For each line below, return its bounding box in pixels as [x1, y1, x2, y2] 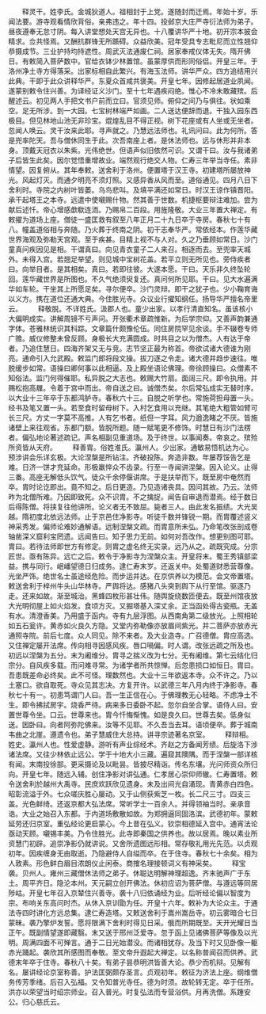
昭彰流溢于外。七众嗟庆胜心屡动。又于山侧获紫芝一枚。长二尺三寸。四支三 [8, 789, 251, 799]
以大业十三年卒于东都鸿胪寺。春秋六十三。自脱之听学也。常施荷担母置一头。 [8, 393, 258, 402]
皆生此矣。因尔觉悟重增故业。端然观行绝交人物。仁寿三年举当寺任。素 [21, 155, 251, 165]
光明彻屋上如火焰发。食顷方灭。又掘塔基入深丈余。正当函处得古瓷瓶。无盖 [14, 601, 258, 610]
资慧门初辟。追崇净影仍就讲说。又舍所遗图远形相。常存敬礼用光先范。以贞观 [8, 839, 258, 848]
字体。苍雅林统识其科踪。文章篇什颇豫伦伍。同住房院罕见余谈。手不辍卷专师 [8, 324, 258, 333]
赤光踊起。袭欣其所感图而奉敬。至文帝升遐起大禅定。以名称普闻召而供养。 [8, 947, 251, 957]
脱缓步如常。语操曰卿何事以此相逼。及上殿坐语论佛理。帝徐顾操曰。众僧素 [8, 364, 251, 372]
